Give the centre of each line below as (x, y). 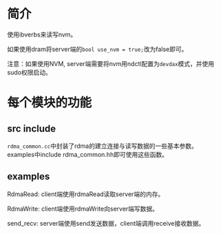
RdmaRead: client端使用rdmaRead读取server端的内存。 (86, 194)
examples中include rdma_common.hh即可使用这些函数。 (88, 154)
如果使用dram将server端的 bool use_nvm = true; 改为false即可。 (97, 49)
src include (32, 128)
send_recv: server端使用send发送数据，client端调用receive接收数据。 (106, 223)
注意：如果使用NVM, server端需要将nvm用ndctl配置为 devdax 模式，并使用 (111, 63)
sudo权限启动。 (29, 72)
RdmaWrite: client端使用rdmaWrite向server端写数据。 (83, 209)
